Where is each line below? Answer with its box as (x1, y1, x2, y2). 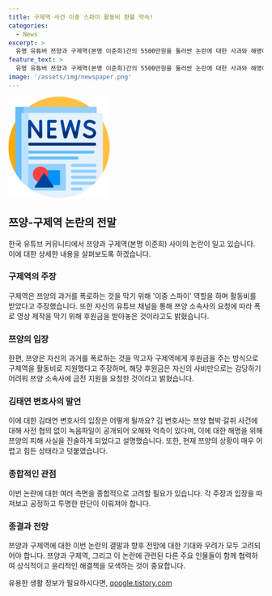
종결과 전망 (8, 521, 49, 532)
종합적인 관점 (8, 468, 57, 479)
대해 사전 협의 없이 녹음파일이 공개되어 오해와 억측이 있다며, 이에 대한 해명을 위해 (8, 426, 263, 436)
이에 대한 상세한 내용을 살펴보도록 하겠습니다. (8, 249, 151, 258)
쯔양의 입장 (8, 333, 49, 344)
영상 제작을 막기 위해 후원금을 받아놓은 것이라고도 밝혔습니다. (16, 311, 210, 321)
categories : (8, 21, 49, 30)
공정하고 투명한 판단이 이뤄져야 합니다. (29, 498, 151, 508)
